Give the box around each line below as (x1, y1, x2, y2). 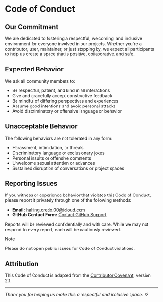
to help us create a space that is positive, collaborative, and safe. (5, 51, 135, 57)
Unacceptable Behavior (5, 123, 78, 131)
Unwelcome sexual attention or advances (12, 160, 95, 166)
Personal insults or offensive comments (12, 155, 91, 161)
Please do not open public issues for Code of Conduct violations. (5, 246, 135, 251)
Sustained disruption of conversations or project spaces (12, 165, 125, 171)
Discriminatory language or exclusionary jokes (12, 150, 105, 156)
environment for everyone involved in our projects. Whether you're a (5, 41, 142, 47)
